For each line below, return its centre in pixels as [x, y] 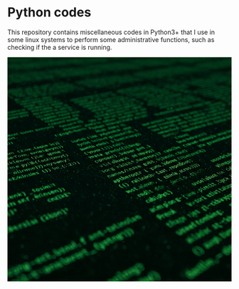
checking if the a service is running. [60, 47]
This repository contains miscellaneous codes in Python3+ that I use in [111, 32]
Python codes [49, 12]
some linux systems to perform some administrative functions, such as [111, 39]
